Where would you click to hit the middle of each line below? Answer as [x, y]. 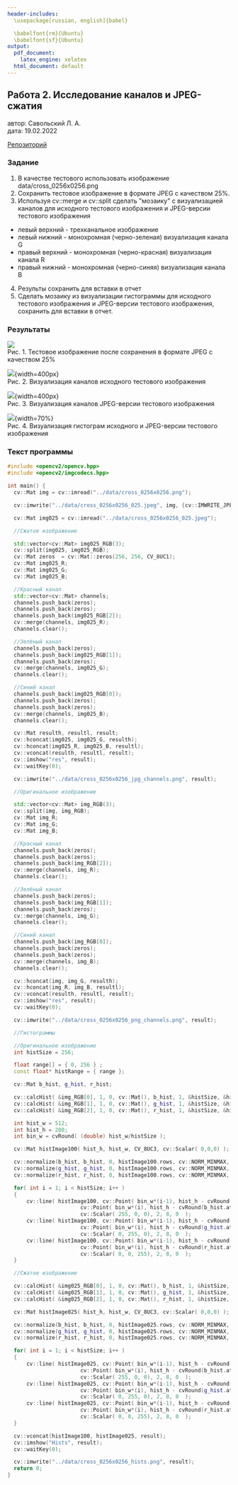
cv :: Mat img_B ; [36, 831]
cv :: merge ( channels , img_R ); [57, 870]
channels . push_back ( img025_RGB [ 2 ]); [68, 616]
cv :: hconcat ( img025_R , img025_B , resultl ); [79, 746]
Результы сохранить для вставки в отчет [79, 288]
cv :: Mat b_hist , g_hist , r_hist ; [63, 1085]
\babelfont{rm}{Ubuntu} [49, 33]
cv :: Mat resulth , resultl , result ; [66, 733]
